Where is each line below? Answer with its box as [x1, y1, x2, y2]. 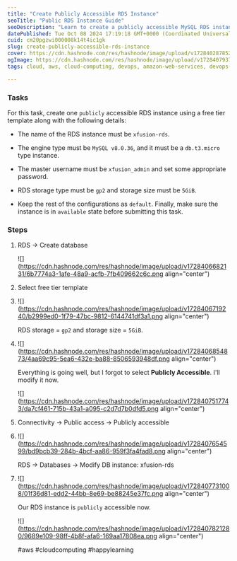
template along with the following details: [7, 116, 127, 125]
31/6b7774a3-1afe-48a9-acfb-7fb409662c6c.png [17, 270, 164, 278]
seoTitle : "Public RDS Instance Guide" [7, 17, 125, 24]
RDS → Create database [17, 241, 88, 250]
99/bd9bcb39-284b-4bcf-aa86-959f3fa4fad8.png [17, 447, 166, 456]
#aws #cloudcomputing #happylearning [17, 545, 134, 554]
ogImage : [7, 57, 33, 64]
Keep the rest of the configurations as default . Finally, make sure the [17, 199, 219, 208]
